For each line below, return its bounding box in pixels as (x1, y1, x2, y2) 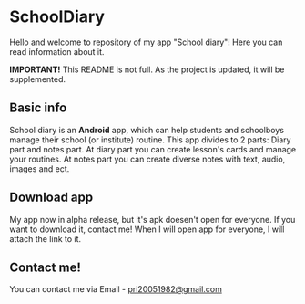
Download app (9, 190, 94, 205)
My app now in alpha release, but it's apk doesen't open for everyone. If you (9, 214, 296, 225)
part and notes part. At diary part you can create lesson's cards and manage (9, 143, 297, 154)
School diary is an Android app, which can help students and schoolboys (9, 124, 285, 135)
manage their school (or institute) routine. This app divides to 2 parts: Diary (9, 134, 291, 145)
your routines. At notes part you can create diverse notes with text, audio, (9, 153, 286, 164)
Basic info (9, 100, 67, 116)
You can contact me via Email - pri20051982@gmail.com (9, 284, 223, 295)
